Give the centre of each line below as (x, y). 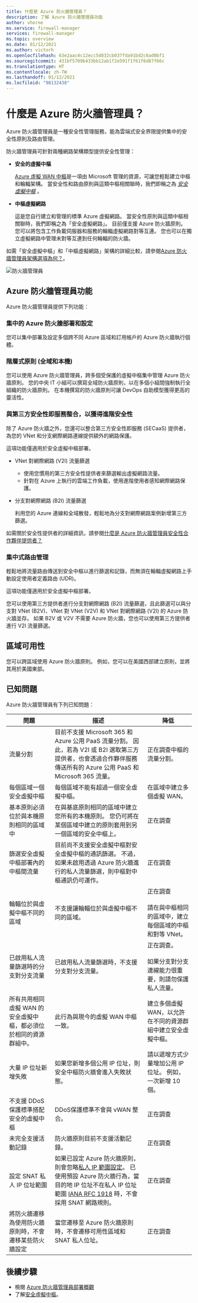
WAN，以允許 (166, 1012)
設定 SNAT (24, 1176)
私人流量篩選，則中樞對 (99, 871)
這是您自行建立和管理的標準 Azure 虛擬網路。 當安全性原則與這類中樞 (99, 216)
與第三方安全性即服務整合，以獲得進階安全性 (70, 414)
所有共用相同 (27, 999)
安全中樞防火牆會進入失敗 (90, 1072)
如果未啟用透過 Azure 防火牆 (94, 862)
